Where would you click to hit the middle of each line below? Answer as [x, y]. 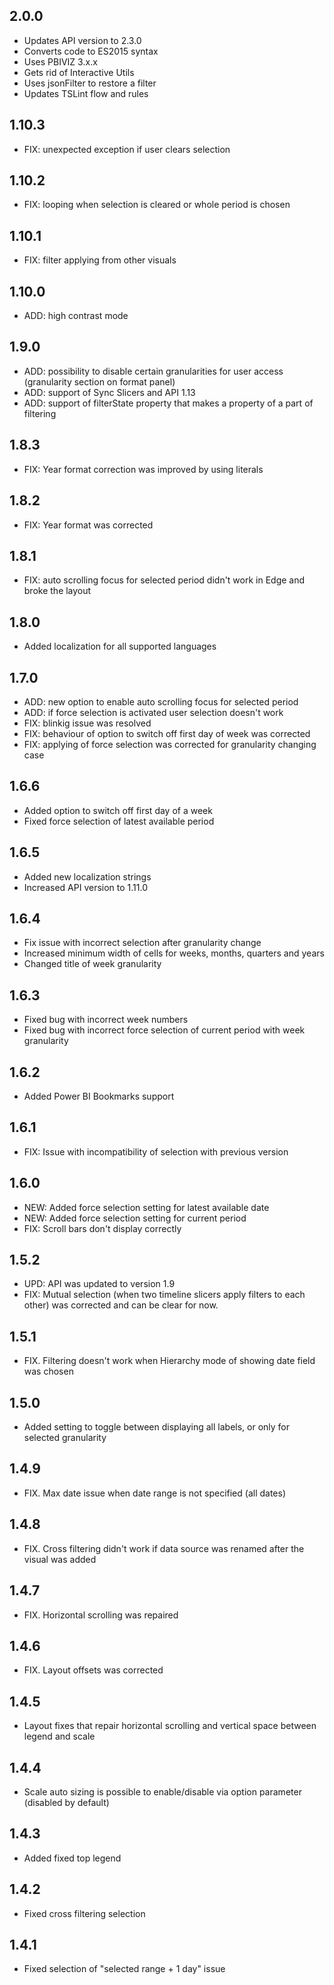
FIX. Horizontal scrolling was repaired [101, 1615]
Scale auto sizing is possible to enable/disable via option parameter [162, 1791]
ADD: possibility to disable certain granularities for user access [153, 371]
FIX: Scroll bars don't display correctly [102, 1228]
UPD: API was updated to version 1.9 [99, 1284]
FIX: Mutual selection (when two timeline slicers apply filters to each [164, 1295]
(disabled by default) [66, 1802]
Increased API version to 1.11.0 [85, 887]
